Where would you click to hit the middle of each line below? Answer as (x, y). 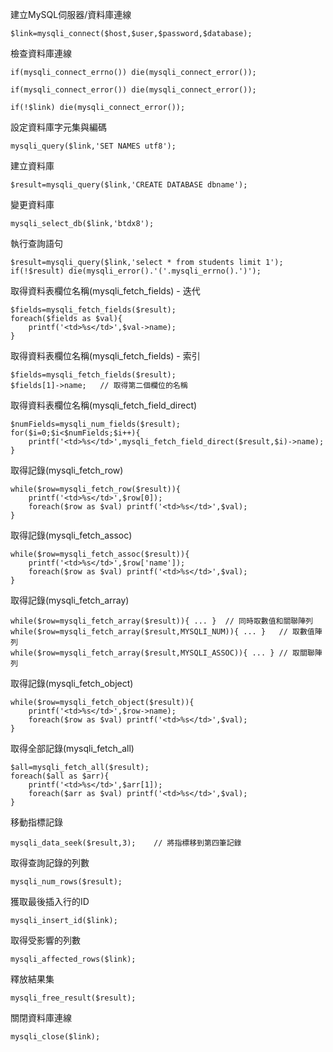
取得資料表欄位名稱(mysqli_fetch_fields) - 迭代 (105, 291)
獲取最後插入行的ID (50, 901)
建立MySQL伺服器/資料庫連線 (71, 14)
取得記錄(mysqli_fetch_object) (72, 683)
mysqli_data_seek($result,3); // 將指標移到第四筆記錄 (126, 843)
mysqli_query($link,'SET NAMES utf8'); (93, 146)
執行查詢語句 (36, 243)
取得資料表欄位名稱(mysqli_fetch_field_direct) (104, 405)
